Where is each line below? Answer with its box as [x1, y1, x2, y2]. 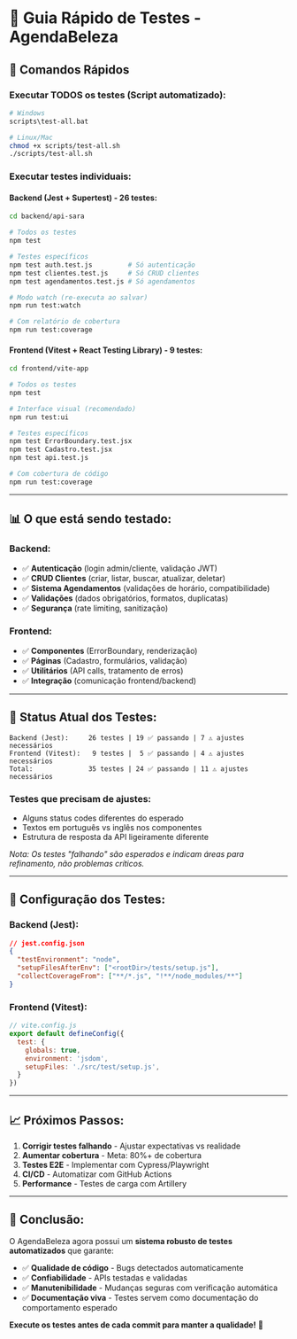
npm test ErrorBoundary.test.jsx [9, 437, 133, 446]
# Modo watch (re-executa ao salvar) [9, 292, 148, 302]
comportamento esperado [21, 1302, 118, 1312]
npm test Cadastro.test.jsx [9, 445, 113, 455]
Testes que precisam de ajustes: [9, 792, 152, 805]
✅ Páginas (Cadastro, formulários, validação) [21, 655, 188, 666]
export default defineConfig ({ [9, 1030, 125, 1039]
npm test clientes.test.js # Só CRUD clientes [9, 269, 200, 277]
